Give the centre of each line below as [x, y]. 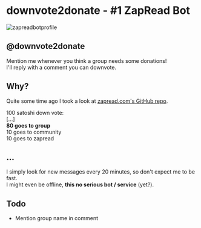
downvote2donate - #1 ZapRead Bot [98, 11]
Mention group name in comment [57, 218]
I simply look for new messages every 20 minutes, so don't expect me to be [101, 172]
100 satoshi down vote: [35, 112]
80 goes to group [28, 125]
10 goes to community [34, 132]
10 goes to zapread [30, 138]
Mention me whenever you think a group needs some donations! [87, 60]
